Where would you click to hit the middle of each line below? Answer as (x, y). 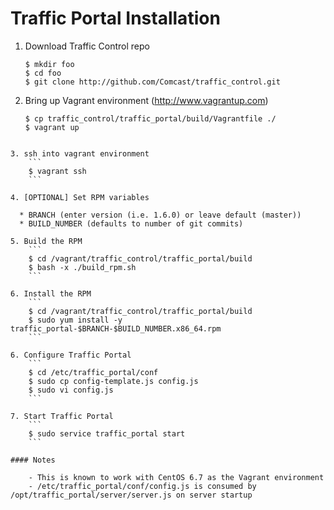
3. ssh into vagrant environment (80, 153)
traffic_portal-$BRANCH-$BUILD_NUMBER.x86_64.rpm (116, 328)
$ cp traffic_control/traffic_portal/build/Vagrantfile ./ (150, 118)
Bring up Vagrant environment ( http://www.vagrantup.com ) (146, 100)
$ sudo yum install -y (75, 320)
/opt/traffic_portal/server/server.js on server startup (131, 495)
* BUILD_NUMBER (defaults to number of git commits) (131, 223)
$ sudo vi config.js (71, 390)
